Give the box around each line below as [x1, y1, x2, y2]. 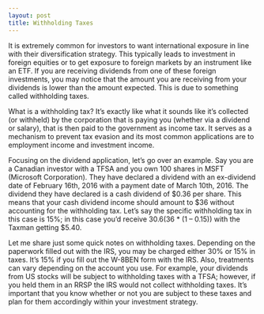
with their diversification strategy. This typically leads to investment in [8, 49, 236, 59]
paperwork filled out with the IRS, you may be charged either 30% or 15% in [8, 246, 255, 255]
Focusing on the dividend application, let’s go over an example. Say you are [8, 155, 255, 165]
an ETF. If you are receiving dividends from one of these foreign [8, 66, 217, 75]
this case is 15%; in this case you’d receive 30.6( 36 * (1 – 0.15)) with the [8, 214, 241, 224]
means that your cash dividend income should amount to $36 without [8, 197, 235, 206]
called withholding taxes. [8, 91, 89, 100]
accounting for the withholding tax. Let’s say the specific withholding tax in [8, 206, 252, 215]
